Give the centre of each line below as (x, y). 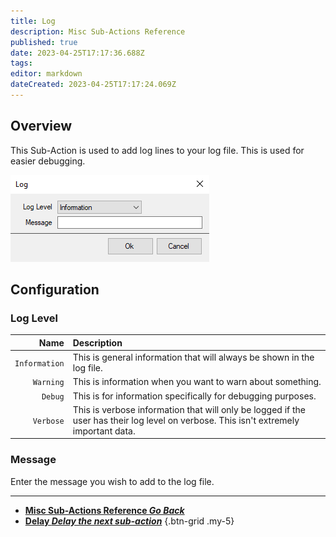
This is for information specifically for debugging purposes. (194, 396)
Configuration (55, 290)
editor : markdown (46, 74)
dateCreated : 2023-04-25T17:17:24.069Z (93, 85)
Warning (48, 383)
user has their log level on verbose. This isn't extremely (186, 420)
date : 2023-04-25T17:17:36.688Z (77, 53)
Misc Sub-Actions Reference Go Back (104, 510)
